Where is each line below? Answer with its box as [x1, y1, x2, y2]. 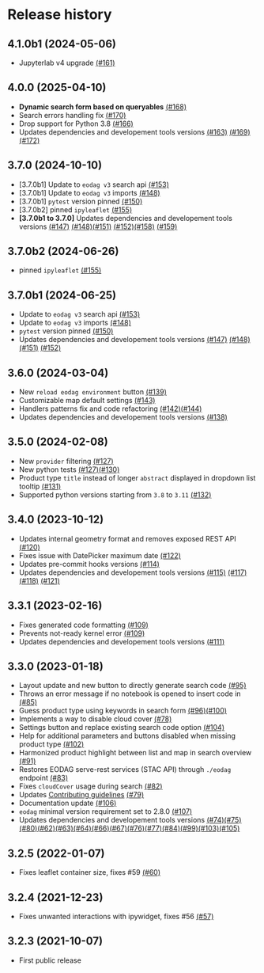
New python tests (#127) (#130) [18, 465, 120, 474]
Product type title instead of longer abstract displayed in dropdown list [18, 473, 256, 482]
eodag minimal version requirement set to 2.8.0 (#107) [18, 807, 193, 816]
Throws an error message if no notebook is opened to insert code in [18, 689, 242, 698]
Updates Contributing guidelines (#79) [18, 790, 145, 800]
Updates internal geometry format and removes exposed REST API [18, 534, 236, 543]
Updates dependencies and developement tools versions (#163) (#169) [18, 127, 251, 136]
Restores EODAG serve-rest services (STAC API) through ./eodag [18, 765, 232, 774]
